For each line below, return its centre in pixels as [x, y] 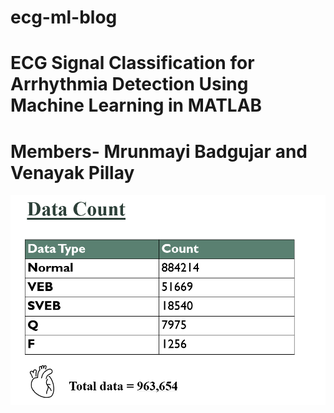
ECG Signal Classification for [132, 63]
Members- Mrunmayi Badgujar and [159, 151]
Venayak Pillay [72, 172]
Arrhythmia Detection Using [129, 84]
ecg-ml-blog [64, 17]
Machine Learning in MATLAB [136, 105]
